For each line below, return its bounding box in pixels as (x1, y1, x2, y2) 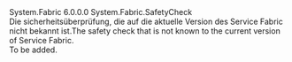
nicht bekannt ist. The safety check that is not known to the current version (9, 26, 280, 36)
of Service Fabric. (9, 35, 74, 45)
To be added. (9, 44, 58, 55)
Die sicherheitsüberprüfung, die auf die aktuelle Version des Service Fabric (9, 16, 283, 27)
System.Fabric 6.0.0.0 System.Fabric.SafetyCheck (9, 7, 193, 17)
